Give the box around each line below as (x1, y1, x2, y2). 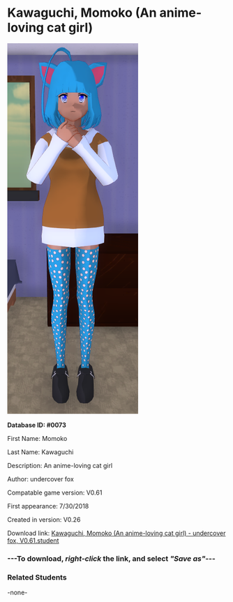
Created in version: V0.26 (7, 515, 81, 524)
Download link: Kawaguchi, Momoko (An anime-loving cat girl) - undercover (7, 529, 226, 537)
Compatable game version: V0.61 (7, 488, 103, 497)
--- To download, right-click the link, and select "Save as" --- (7, 553, 216, 563)
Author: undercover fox (7, 474, 75, 483)
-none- (7, 588, 28, 597)
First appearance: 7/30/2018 (7, 502, 89, 510)
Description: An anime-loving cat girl (7, 461, 113, 469)
